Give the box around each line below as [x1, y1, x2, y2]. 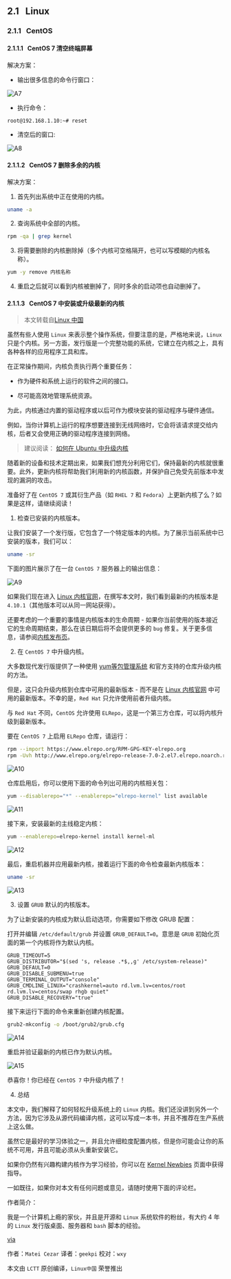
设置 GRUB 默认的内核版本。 [16, 900, 94, 909]
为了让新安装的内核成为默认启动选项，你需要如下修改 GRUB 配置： [7, 915, 196, 923]
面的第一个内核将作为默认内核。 [7, 938, 98, 947]
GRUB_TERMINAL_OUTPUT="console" [7, 976, 100, 983]
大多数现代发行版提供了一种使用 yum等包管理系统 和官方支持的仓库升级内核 [7, 662, 222, 671]
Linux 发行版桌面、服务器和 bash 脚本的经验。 [14, 1221, 144, 1229]
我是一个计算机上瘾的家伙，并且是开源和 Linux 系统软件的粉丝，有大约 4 [7, 1213, 212, 1221]
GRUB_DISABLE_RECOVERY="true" [7, 994, 94, 1001]
